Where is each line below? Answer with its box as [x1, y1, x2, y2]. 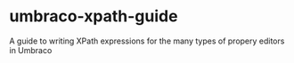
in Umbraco [9, 44, 53, 55]
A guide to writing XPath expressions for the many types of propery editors [9, 35, 285, 46]
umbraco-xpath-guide [9, 6, 178, 27]
